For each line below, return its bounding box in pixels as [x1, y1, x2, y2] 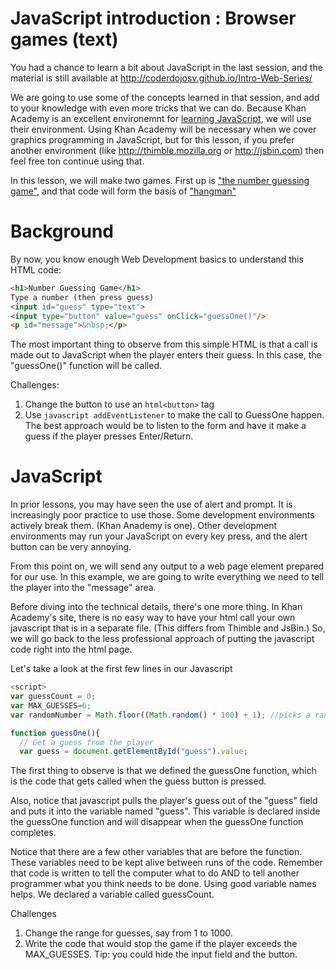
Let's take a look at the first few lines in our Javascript [10, 663, 233, 675]
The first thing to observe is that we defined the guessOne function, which [10, 765, 317, 777]
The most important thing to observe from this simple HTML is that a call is [10, 338, 318, 351]
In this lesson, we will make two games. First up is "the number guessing [10, 174, 310, 186]
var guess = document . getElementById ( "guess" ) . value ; [19, 747, 248, 757]
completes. [10, 827, 57, 839]
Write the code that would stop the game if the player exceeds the [24, 938, 298, 950]
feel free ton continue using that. [10, 155, 145, 167]
